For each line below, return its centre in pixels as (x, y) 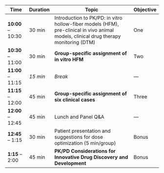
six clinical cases (75, 100)
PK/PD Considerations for (85, 151)
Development (70, 163)
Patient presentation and (82, 131)
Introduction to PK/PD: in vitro (89, 18)
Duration (39, 10)
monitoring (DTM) (75, 42)
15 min (37, 76)
